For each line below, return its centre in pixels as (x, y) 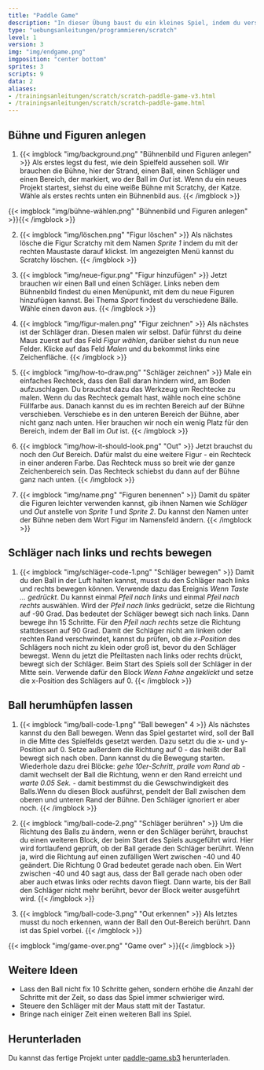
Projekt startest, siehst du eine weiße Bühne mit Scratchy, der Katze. (130, 187)
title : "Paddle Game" (44, 15)
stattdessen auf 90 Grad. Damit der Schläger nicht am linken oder (126, 630)
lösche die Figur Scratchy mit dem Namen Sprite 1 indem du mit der (128, 243)
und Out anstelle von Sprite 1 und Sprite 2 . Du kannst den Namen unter (134, 511)
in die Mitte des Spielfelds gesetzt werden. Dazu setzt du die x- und (129, 741)
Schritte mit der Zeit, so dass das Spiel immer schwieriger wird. (122, 998)
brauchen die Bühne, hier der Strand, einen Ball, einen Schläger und (129, 171)
